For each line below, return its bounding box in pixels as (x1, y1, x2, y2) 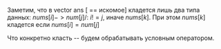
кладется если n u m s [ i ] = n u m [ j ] (7, 21, 100, 28)
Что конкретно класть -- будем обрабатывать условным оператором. (7, 34, 215, 42)
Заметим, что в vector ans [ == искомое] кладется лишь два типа (7, 6, 200, 14)
